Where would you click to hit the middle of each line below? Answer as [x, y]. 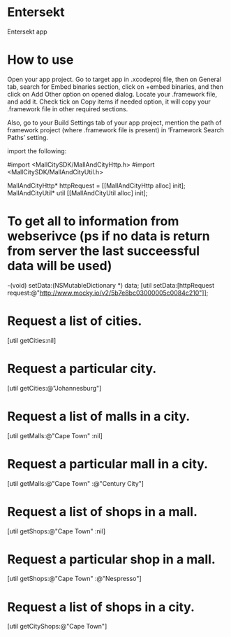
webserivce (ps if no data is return [109, 236]
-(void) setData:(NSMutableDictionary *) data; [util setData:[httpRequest [111, 285]
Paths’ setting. [28, 137]
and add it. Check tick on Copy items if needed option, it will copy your [109, 101]
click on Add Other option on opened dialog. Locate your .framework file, [112, 94]
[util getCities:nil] [32, 340]
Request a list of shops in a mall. [102, 511]
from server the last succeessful [104, 251]
